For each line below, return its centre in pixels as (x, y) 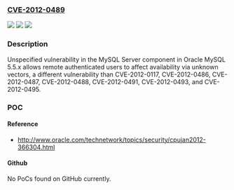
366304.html (36, 147)
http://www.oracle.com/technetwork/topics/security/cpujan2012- (112, 140)
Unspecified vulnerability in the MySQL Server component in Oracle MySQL (117, 59)
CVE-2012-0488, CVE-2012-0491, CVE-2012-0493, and (122, 81)
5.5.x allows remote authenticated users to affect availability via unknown (113, 67)
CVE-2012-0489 (36, 10)
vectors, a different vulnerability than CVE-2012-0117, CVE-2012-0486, (109, 74)
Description (28, 44)
